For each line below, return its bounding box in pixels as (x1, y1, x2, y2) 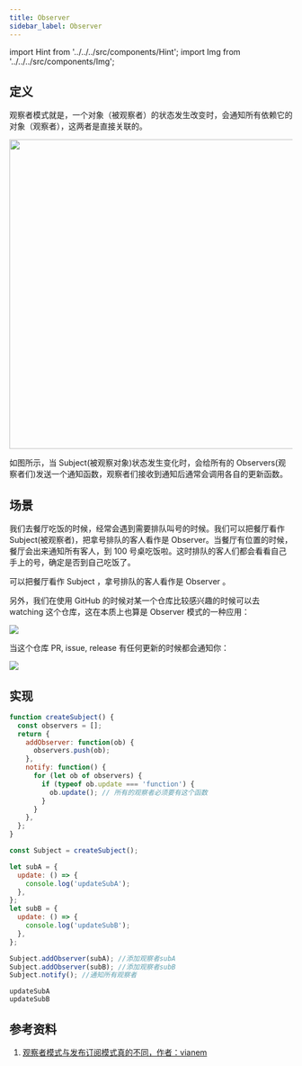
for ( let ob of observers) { (32, 772, 143, 781)
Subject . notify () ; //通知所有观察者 (9, 971, 138, 980)
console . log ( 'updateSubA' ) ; (25, 879, 130, 888)
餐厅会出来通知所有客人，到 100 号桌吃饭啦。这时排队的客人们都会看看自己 (9, 546, 288, 556)
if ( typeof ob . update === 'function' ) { (41, 780, 195, 789)
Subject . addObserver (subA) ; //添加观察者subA (9, 953, 176, 963)
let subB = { (9, 904, 58, 914)
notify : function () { (25, 763, 106, 772)
